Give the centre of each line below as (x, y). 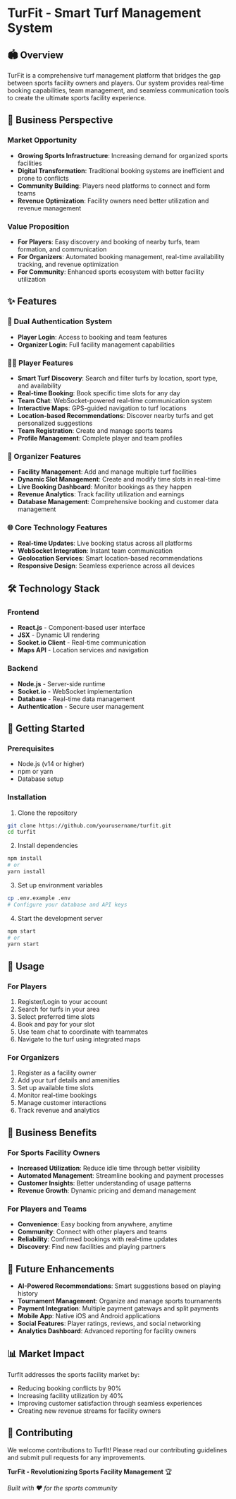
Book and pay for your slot (56, 1024)
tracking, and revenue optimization (68, 264)
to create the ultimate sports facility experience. (77, 98)
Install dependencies (48, 846)
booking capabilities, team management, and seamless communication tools (118, 90)
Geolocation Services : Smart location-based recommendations (110, 558)
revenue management (49, 208)
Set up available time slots (55, 1088)
